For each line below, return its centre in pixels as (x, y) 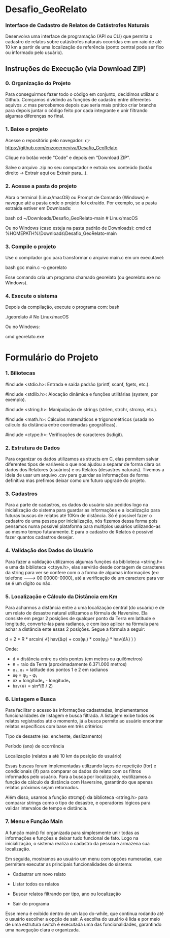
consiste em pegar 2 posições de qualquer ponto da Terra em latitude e (80, 619)
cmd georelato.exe (25, 337)
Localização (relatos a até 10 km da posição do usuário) (63, 756)
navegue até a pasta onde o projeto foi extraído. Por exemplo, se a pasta (81, 203)
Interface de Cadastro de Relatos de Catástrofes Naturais (77, 25)
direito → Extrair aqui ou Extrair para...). (46, 173)
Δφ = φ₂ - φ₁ (25, 675)
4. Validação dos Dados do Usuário (49, 550)
